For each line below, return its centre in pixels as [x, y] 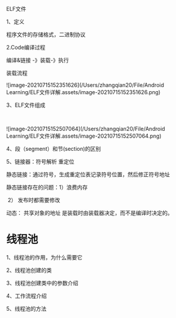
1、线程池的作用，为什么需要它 [44, 257]
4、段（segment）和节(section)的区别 [54, 149]
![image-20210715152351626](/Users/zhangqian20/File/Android [85, 85]
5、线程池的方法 [27, 308]
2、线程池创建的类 [29, 270]
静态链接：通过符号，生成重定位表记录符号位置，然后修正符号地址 [88, 174]
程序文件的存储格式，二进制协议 [46, 34]
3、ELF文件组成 [26, 105]
